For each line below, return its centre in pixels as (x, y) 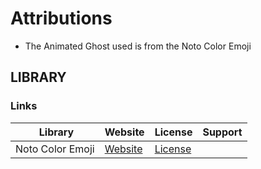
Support (222, 132)
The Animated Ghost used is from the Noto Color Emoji (138, 46)
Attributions (61, 18)
